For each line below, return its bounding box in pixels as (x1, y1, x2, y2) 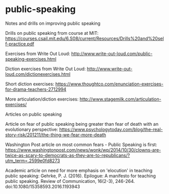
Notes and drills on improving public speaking (5, 20, 101, 26)
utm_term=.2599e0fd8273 (5, 158, 61, 164)
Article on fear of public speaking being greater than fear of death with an (5, 121, 159, 127)
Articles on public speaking (5, 111, 62, 117)
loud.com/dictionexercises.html (5, 71, 71, 77)
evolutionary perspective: (5, 126, 59, 132)
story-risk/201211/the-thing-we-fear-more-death (5, 131, 106, 137)
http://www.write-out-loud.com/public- (71, 51, 153, 57)
